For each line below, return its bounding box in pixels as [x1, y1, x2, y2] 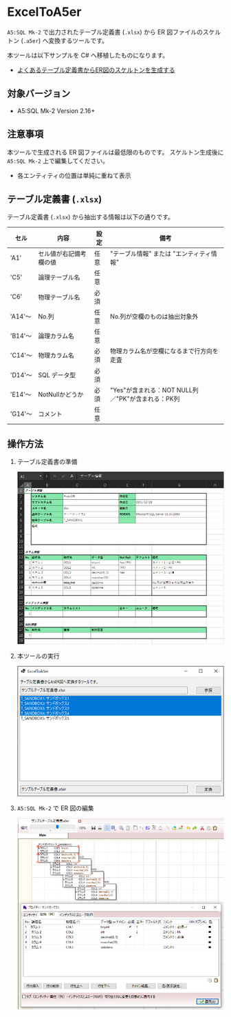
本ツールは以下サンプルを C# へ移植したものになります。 [7, 51, 169, 59]
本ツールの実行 [16, 652, 60, 661]
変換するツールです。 [47, 36, 109, 45]
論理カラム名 [38, 332, 74, 340]
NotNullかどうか [38, 390, 84, 399]
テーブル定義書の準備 [16, 458, 78, 466]
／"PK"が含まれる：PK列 [109, 394, 180, 403]
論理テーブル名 [38, 273, 80, 281]
